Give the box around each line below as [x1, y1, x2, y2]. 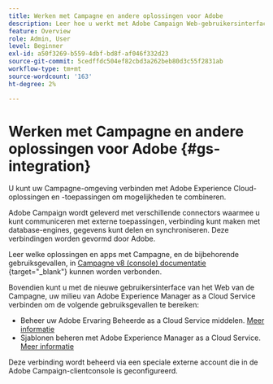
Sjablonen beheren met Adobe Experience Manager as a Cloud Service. [19, 333, 262, 343]
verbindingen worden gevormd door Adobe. [8, 233, 156, 244]
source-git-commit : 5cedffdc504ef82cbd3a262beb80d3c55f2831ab [8, 58, 223, 66]
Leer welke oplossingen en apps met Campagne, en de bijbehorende [8, 250, 240, 260]
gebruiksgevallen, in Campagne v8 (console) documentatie [8, 258, 207, 268]
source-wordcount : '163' [8, 72, 93, 81]
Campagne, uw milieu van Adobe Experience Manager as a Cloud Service [8, 291, 256, 301]
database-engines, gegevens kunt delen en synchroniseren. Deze [8, 225, 229, 235]
